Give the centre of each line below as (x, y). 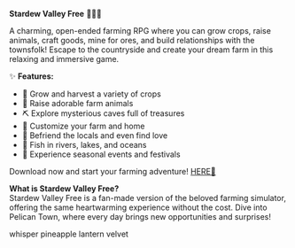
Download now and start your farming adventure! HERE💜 (113, 171)
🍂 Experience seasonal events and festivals (101, 154)
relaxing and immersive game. (64, 59)
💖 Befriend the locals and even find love (95, 136)
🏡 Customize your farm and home (83, 126)
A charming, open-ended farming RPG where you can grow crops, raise (140, 31)
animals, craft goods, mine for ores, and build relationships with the (132, 40)
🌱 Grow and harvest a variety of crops (91, 94)
